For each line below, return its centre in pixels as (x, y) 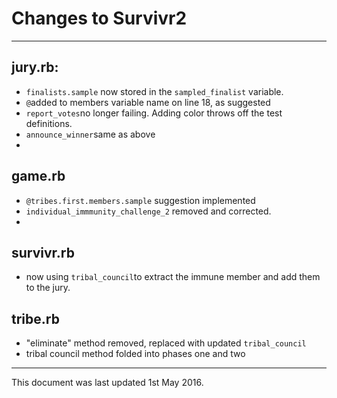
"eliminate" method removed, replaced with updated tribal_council (166, 343)
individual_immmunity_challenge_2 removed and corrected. (148, 211)
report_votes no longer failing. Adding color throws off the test (154, 113)
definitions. (49, 123)
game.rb (38, 176)
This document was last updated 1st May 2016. (107, 383)
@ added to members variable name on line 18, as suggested (148, 102)
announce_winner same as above (90, 134)
